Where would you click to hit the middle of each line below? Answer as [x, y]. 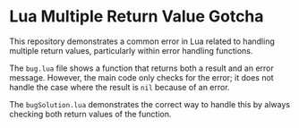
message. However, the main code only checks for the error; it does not [142, 77]
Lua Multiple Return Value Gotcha [137, 17]
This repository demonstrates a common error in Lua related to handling [142, 41]
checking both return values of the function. [90, 114]
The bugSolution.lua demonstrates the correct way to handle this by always [150, 104]
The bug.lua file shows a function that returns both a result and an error [142, 68]
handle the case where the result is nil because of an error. [120, 87]
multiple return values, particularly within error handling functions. [131, 50]
